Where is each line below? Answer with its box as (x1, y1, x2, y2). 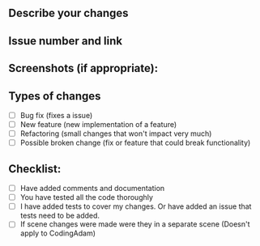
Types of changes (8, 89, 101, 103)
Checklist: (8, 162, 62, 176)
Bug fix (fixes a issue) (19, 110, 93, 120)
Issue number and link (8, 34, 123, 48)
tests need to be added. (19, 210, 100, 221)
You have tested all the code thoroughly (19, 193, 154, 202)
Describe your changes (8, 6, 129, 20)
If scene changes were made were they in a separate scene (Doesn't (19, 219, 250, 229)
